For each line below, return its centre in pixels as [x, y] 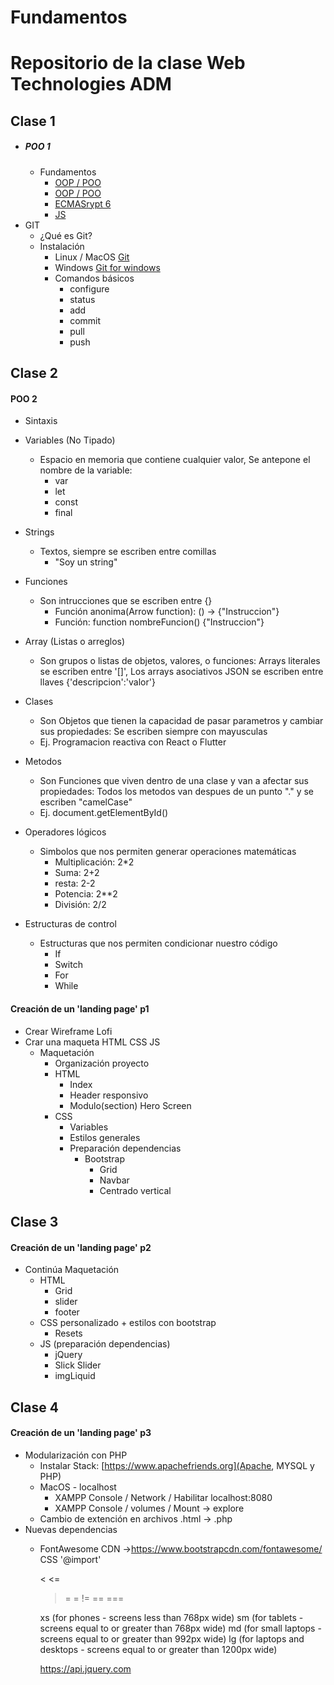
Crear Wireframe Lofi [68, 1031]
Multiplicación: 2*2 [94, 862]
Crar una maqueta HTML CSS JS [92, 1042]
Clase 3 [34, 1221]
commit [85, 320]
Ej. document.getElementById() [104, 813]
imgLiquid [75, 1376]
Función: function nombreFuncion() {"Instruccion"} [159, 622]
